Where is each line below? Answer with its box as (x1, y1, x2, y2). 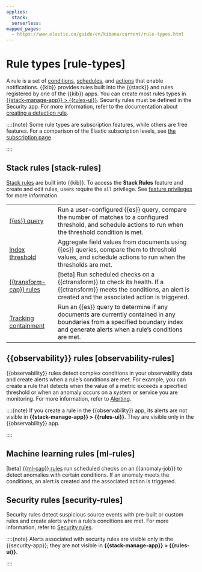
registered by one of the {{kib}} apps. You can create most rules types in (6, 90, 186, 97)
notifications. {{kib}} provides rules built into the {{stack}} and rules (6, 84, 174, 91)
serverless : (11, 20, 42, 26)
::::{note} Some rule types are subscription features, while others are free (6, 121, 188, 129)
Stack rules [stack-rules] (6, 163, 102, 173)
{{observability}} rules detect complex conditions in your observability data (6, 369, 192, 377)
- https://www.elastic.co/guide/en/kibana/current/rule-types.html (11, 31, 185, 37)
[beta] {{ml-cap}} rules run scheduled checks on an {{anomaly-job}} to (6, 465, 182, 472)
